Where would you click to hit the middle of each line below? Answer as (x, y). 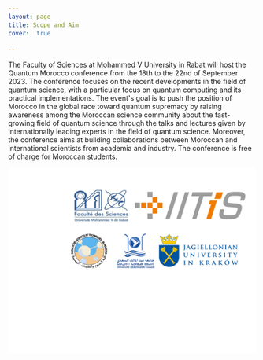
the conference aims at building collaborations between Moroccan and (123, 140)
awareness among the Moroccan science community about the (111, 115)
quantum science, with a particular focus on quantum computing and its (125, 90)
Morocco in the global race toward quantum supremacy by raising (115, 107)
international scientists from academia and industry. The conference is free (130, 149)
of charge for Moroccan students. (63, 156)
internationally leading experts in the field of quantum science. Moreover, (127, 132)
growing (22, 123)
